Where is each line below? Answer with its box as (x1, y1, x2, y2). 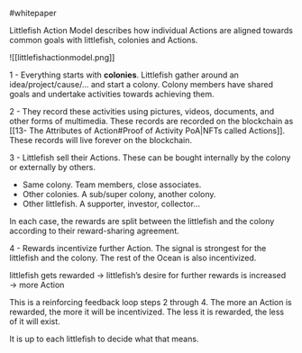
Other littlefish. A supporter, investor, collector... (22, 198, 201, 209)
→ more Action (9, 279, 65, 290)
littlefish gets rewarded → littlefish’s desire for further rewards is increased (9, 270, 287, 280)
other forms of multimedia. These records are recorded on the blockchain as (9, 116, 294, 126)
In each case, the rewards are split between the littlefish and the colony (9, 216, 275, 226)
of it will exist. (9, 316, 60, 327)
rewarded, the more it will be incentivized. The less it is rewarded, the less (9, 306, 285, 317)
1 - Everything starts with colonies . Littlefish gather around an (9, 69, 239, 80)
